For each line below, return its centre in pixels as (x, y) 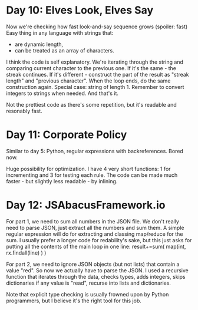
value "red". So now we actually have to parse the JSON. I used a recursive (97, 270)
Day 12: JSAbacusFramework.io (86, 205)
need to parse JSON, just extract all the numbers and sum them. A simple (95, 227)
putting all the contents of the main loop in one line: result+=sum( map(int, (96, 246)
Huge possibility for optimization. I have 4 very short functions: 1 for (88, 169)
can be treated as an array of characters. (64, 50)
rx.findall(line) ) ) (26, 253)
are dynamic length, (39, 44)
